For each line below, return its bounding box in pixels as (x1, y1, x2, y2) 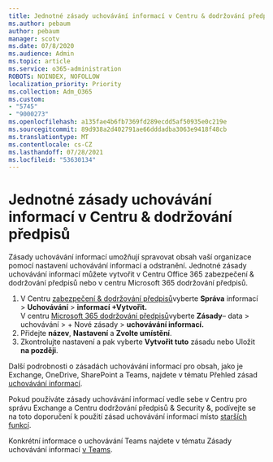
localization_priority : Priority (8, 80, 122, 88)
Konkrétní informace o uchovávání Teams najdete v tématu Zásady (8, 436, 232, 446)
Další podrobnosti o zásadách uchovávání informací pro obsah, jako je (8, 361, 244, 371)
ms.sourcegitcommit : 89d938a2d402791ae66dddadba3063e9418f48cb (8, 125, 227, 133)
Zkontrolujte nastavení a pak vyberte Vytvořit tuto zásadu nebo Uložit (19, 337, 256, 346)
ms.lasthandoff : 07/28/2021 (8, 148, 104, 156)
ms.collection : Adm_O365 (8, 87, 93, 96)
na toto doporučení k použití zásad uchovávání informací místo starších (8, 412, 248, 421)
